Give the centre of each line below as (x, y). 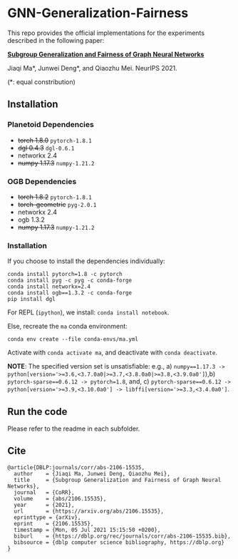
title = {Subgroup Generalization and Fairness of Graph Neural (118, 480)
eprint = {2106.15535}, (54, 523)
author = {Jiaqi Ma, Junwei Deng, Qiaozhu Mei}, (92, 473)
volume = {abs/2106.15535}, (60, 498)
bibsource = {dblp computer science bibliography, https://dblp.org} (119, 542)
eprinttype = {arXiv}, (47, 517)
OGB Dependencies (42, 181)
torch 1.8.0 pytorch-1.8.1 (55, 140)
